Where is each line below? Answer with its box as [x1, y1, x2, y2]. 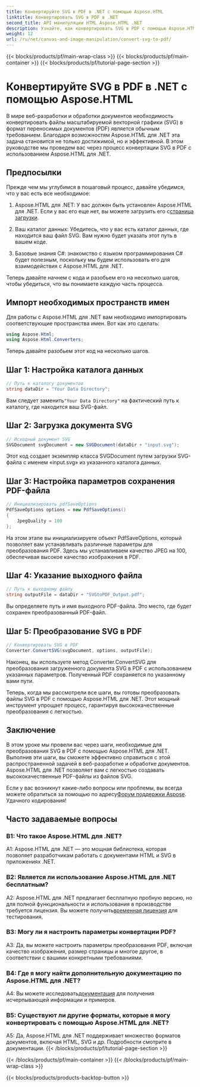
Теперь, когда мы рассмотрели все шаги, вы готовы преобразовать [6, 689, 180, 696]
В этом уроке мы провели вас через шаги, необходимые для [6, 741, 162, 748]
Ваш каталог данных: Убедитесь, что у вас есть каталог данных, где [14, 225, 189, 232]
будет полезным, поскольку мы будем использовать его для [14, 256, 170, 263]
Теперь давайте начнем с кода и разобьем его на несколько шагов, [6, 274, 180, 281]
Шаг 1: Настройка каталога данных [6, 365, 144, 375]
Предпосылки [6, 167, 62, 178]
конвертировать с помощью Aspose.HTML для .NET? [6, 1018, 170, 1027]
